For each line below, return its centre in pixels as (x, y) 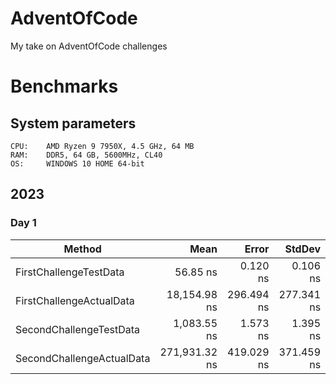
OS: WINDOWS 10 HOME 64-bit (77, 163)
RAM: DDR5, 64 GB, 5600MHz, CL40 (86, 155)
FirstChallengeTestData (70, 272)
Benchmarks (64, 86)
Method (82, 249)
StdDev (303, 249)
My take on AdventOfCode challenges (89, 46)
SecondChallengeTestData (78, 329)
